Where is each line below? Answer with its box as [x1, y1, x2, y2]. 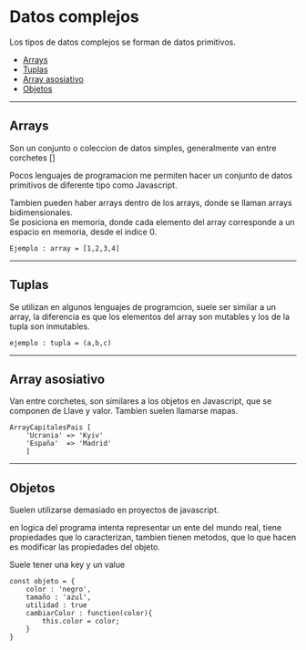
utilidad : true [25, 601, 88, 610]
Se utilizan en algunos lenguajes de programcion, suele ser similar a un [9, 301, 276, 312]
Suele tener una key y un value [9, 559, 126, 571]
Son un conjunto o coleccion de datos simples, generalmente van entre [9, 142, 277, 153]
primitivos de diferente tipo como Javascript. [9, 180, 178, 191]
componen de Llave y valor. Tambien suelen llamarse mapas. [9, 406, 239, 417]
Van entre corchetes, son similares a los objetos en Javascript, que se [9, 396, 272, 407]
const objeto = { [9, 577, 76, 586]
